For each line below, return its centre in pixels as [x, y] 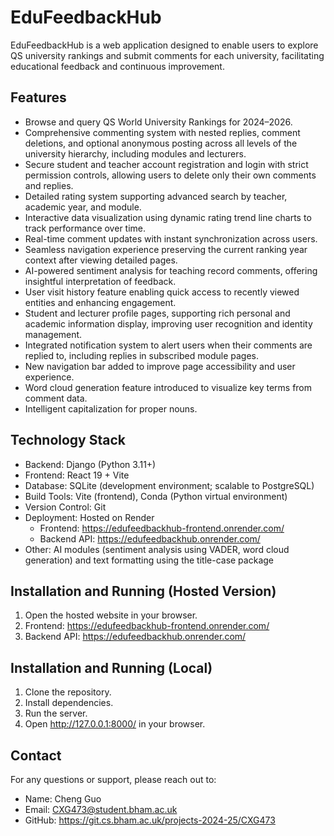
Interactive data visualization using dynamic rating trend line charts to [168, 217]
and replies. [49, 185]
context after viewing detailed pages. [101, 260]
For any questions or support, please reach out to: [113, 779]
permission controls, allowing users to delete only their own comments [170, 175]
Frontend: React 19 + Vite [77, 475]
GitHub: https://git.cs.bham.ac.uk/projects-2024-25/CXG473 [150, 820]
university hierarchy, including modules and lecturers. [135, 153]
